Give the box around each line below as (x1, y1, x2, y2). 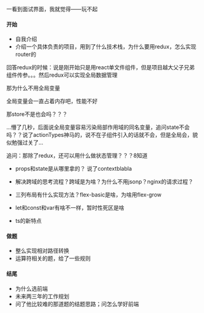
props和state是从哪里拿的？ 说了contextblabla (15, 165, 132, 172)
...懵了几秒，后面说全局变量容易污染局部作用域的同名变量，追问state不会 (6, 123, 190, 131)
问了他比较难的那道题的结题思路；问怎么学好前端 (15, 300, 139, 307)
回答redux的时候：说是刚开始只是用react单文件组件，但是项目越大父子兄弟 (6, 64, 195, 71)
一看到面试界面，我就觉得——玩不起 (6, 6, 98, 12)
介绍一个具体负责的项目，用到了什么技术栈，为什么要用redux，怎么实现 (15, 43, 197, 50)
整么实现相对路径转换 (15, 247, 69, 255)
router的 (15, 51, 37, 58)
